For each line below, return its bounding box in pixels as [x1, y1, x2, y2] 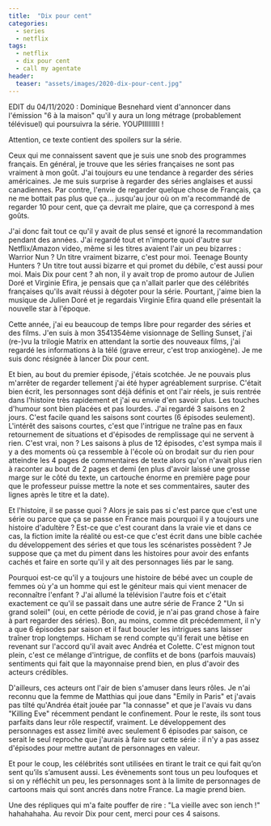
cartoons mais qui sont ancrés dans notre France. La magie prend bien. [8, 784, 247, 794]
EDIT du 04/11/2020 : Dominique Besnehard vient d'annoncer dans [8, 102, 231, 112]
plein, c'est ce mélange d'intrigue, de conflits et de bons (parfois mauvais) [8, 650, 256, 659]
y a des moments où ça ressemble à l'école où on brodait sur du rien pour [8, 447, 255, 456]
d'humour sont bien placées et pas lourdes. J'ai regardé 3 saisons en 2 [8, 404, 245, 413]
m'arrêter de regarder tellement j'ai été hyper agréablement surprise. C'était [8, 378, 262, 388]
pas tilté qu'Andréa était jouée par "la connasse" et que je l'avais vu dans [8, 700, 252, 710]
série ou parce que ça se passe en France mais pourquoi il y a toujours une [8, 514, 259, 523]
